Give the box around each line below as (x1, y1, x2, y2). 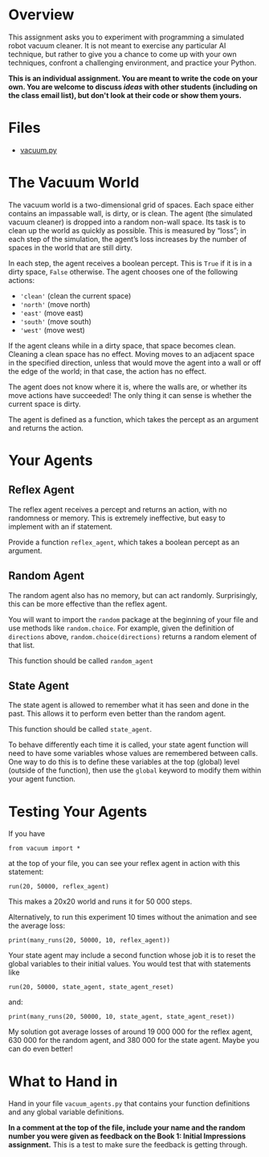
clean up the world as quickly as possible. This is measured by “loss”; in (8, 225, 247, 235)
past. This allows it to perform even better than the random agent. (8, 709, 226, 719)
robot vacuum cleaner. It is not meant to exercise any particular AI (8, 40, 226, 50)
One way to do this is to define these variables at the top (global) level (8, 757, 240, 767)
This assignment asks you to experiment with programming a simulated (8, 32, 245, 42)
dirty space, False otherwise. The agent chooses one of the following (8, 267, 238, 277)
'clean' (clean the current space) (19, 291, 132, 301)
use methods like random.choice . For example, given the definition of (8, 623, 234, 633)
